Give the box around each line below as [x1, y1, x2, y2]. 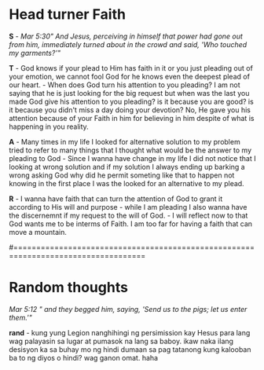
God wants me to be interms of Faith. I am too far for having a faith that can [9, 218, 253, 229]
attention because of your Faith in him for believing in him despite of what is [9, 113, 255, 123]
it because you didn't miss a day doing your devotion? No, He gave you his [9, 104, 251, 115]
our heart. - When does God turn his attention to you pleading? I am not [9, 80, 240, 90]
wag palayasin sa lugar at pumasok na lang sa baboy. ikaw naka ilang [9, 336, 234, 346]
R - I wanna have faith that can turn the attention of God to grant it [9, 194, 223, 203]
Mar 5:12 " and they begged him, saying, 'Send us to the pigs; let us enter [9, 304, 247, 313]
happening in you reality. [9, 122, 89, 131]
